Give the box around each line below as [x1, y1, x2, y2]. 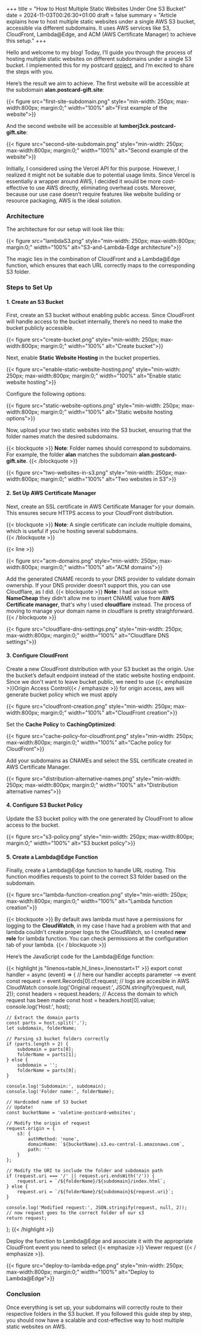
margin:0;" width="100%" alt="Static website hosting [40, 408, 173, 415]
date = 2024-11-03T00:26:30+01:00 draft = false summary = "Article [6, 11, 177, 19]
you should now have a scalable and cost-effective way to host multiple [6, 1316, 185, 1324]
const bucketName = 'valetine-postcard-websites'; [6, 1109, 136, 1116]
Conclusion [6, 1290, 41, 1298]
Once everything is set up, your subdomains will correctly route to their [6, 1304, 183, 1311]
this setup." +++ [6, 37, 46, 44]
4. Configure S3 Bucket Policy [6, 801, 83, 809]
